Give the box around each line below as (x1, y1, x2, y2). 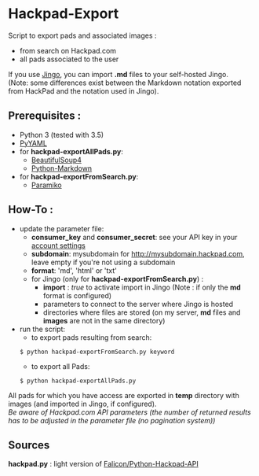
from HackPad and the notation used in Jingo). (8, 86, 159, 95)
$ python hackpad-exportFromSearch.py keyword (19, 348, 175, 356)
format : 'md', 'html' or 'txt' (31, 265, 118, 275)
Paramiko (31, 180, 62, 190)
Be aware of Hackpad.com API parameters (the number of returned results (8, 407, 251, 417)
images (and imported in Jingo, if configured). (8, 399, 157, 408)
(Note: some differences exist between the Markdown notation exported (8, 78, 242, 87)
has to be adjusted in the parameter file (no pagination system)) (8, 415, 216, 425)
